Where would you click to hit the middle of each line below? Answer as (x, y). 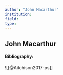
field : (12, 19)
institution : (19, 14)
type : (11, 24)
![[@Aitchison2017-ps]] (29, 67)
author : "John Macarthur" (32, 10)
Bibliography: (19, 56)
